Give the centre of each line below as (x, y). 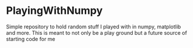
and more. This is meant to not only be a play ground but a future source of (96, 32)
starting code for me (31, 39)
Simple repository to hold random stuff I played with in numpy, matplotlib (94, 27)
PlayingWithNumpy (54, 11)
